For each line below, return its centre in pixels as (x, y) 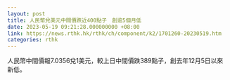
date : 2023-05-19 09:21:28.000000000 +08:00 (74, 27)
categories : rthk (33, 40)
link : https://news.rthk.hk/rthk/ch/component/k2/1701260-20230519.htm (114, 33)
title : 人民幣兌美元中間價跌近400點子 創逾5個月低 (75, 20)
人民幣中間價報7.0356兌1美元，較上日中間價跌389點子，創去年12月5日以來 (115, 61)
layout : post (26, 14)
